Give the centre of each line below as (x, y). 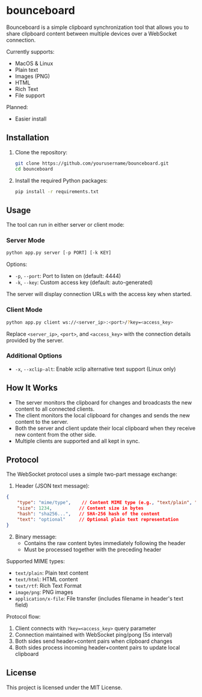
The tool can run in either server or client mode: (66, 225)
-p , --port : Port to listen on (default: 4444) (68, 276)
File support (30, 95)
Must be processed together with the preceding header (93, 549)
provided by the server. (35, 340)
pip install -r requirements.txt (57, 191)
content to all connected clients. (55, 409)
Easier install (31, 119)
